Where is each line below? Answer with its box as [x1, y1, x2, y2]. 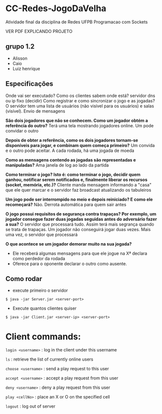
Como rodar [5, 275, 43, 283]
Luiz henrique [12, 66, 40, 71]
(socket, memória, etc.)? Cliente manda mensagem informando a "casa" [5, 182, 152, 187]
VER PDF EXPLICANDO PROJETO [5, 28, 73, 34]
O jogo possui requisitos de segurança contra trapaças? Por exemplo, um [5, 211, 157, 216]
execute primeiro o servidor [12, 287, 68, 294]
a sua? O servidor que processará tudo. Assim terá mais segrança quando [5, 221, 154, 227]
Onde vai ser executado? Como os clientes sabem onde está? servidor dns [5, 93, 156, 99]
